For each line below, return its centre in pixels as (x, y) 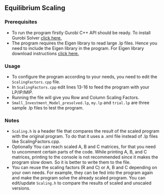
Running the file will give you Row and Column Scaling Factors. (75, 97)
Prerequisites (21, 22)
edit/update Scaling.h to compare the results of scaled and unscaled (82, 183)
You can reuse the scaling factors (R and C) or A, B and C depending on (84, 168)
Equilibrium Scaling (35, 8)
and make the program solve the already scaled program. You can (79, 178)
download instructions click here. (45, 53)
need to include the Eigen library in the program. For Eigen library (78, 48)
